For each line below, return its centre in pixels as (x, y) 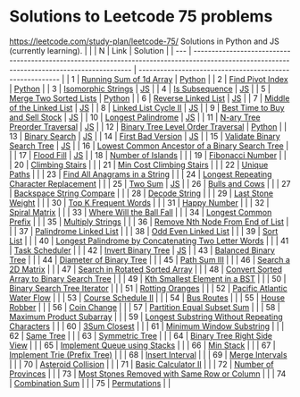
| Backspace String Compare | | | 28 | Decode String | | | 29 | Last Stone (142, 193)
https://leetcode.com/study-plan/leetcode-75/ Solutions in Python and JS (144, 41)
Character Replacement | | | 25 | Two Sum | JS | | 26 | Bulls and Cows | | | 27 (150, 183)
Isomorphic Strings (99, 89)
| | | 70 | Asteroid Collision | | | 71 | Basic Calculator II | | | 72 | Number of (142, 364)
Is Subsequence (204, 89)
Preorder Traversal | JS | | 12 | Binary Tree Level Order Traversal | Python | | (148, 126)
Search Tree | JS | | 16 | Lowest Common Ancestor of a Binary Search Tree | (149, 146)
